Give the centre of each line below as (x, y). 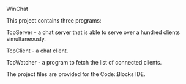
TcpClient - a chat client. (37, 51)
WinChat (17, 9)
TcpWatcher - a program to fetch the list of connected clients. (84, 62)
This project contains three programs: (54, 20)
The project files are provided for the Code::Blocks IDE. (76, 74)
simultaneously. (26, 39)
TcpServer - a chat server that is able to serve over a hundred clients (93, 32)
